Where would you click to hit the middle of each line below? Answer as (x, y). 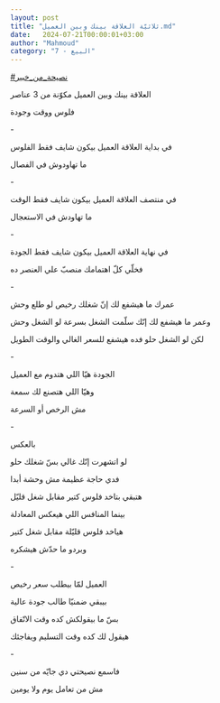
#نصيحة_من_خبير (39, 77)
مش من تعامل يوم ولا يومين (57, 689)
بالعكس (23, 444)
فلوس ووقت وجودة (42, 112)
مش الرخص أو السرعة (48, 409)
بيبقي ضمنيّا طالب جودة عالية (59, 602)
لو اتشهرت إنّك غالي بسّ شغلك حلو (69, 462)
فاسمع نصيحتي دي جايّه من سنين (65, 671)
